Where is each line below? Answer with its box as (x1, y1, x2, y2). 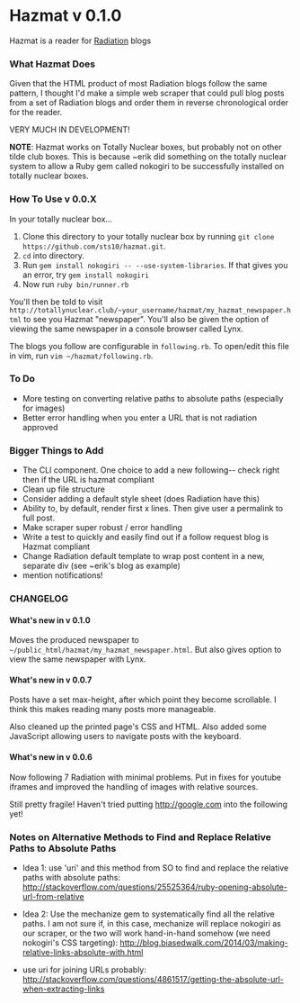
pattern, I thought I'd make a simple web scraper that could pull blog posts (9, 87, 285, 99)
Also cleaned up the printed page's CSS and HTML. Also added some (9, 721, 267, 732)
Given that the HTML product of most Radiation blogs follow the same (9, 78, 268, 89)
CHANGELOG (9, 592, 69, 605)
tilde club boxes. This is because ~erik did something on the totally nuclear (9, 151, 287, 162)
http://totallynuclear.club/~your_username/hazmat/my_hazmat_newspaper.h (9, 305, 292, 315)
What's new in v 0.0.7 (9, 674, 93, 685)
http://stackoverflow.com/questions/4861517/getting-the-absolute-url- (22, 973, 285, 984)
